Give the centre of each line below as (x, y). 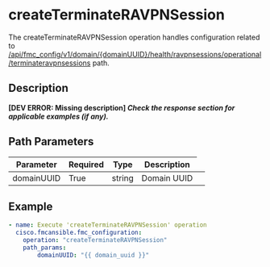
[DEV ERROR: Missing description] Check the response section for (122, 107)
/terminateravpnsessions (50, 63)
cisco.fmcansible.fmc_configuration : (79, 233)
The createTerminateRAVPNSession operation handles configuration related (134, 37)
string (123, 177)
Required (86, 165)
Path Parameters (51, 142)
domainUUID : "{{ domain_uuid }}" (93, 255)
